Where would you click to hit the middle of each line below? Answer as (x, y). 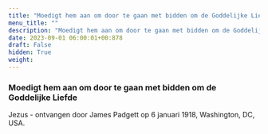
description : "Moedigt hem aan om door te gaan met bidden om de (119, 30)
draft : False (30, 45)
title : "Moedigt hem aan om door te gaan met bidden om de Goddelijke (128, 15)
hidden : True (30, 52)
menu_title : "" (33, 23)
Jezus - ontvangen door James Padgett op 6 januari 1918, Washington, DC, (132, 115)
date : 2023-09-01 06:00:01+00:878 (66, 38)
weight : (21, 60)
